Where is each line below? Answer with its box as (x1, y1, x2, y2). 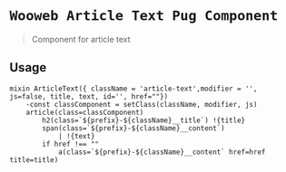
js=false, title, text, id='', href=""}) (9, 91, 169, 101)
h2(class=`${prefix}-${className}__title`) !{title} (42, 116, 246, 125)
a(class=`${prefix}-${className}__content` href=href (57, 148, 266, 157)
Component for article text (31, 33, 131, 44)
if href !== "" (42, 139, 100, 148)
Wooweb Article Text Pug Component (9, 7, 279, 24)
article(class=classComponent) (25, 108, 144, 117)
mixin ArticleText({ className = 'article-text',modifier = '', (9, 84, 258, 93)
